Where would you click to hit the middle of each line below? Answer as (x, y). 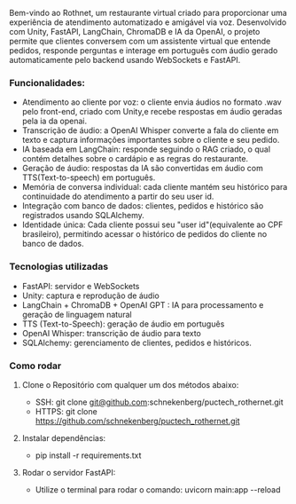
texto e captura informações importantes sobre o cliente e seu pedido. (151, 140)
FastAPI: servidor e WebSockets (81, 286)
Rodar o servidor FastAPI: (69, 472)
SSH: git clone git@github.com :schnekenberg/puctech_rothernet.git (159, 402)
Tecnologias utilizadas (59, 267)
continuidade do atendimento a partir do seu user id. (118, 197)
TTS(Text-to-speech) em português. (89, 177)
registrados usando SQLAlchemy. (83, 216)
